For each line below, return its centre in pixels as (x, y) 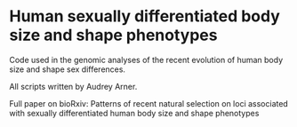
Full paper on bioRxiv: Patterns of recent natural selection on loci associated (149, 103)
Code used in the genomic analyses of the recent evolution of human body (146, 60)
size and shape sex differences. (68, 69)
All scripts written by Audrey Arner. (73, 86)
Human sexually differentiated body (144, 16)
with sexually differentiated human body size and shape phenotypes (134, 113)
